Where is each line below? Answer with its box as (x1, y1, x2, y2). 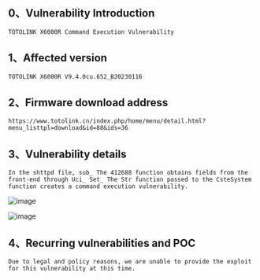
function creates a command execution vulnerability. (8, 182, 189, 190)
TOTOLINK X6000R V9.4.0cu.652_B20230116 (8, 72, 143, 80)
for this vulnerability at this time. (8, 265, 136, 273)
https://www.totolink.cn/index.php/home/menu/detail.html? (8, 117, 206, 125)
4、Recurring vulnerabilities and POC (8, 236, 196, 249)
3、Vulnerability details (8, 147, 127, 160)
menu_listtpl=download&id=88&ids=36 (8, 124, 128, 132)
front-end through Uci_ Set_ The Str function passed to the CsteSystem (8, 175, 252, 184)
